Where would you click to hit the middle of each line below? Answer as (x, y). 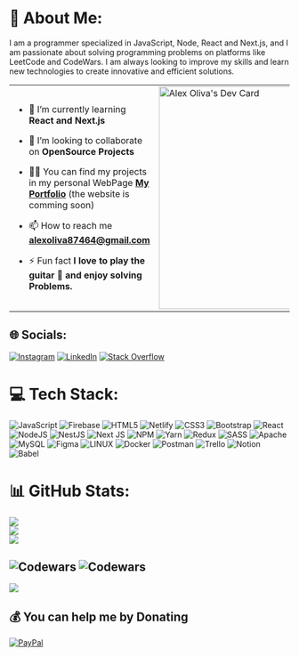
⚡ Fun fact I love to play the (87, 260)
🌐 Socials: (38, 335)
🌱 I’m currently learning (77, 109)
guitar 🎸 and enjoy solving (85, 275)
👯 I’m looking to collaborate (85, 140)
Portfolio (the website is (79, 193)
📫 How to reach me (71, 225)
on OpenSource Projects (82, 151)
